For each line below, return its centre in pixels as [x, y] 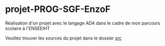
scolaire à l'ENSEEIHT [27, 28]
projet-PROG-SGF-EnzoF [58, 9]
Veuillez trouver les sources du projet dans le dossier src [64, 38]
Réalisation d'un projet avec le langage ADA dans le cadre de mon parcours [83, 23]
